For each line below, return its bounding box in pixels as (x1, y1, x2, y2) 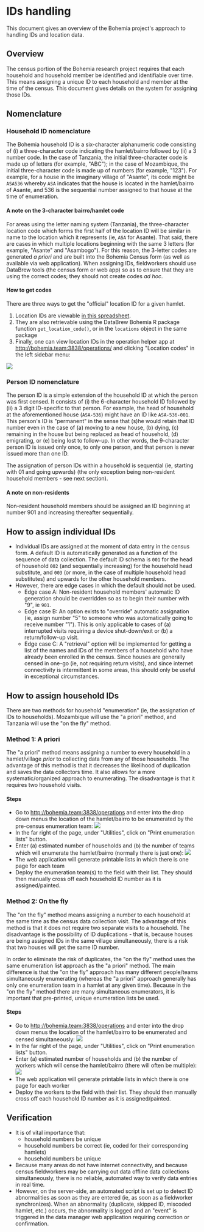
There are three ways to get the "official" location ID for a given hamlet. (6, 300, 185, 307)
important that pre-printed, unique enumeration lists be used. (6, 994, 160, 1001)
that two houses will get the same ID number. (6, 943, 120, 951)
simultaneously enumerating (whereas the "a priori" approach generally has (6, 975, 197, 982)
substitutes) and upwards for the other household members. (15, 575, 166, 583)
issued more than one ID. (6, 450, 69, 457)
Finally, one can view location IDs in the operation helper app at (15, 338, 175, 345)
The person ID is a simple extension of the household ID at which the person (6, 391, 198, 399)
